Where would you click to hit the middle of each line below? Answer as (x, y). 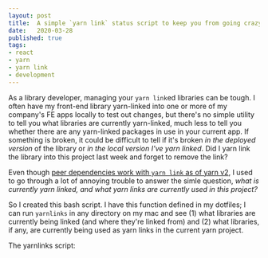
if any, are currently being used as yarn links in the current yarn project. (126, 230)
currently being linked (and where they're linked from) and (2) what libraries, (134, 221)
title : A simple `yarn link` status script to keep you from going (124, 23)
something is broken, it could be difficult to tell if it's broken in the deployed (132, 139)
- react (21, 53)
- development (32, 75)
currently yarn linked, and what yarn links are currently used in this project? (133, 189)
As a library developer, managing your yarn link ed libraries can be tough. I (132, 97)
